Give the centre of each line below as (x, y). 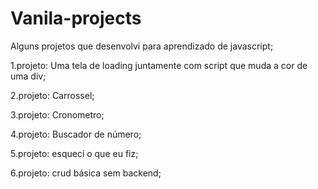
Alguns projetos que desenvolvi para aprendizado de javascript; (142, 46)
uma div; (28, 76)
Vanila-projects (76, 18)
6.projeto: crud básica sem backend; (86, 173)
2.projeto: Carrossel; (52, 95)
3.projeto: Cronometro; (57, 114)
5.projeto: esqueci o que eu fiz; (74, 153)
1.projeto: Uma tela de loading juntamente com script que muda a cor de (159, 65)
